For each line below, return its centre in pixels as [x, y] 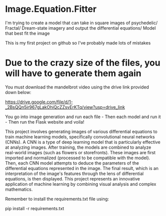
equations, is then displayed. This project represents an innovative [73, 178]
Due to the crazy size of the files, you [83, 63]
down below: [18, 92]
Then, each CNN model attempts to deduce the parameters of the [72, 163]
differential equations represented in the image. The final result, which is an [82, 168]
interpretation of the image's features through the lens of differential [75, 173]
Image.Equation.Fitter [51, 9]
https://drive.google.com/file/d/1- [39, 102]
